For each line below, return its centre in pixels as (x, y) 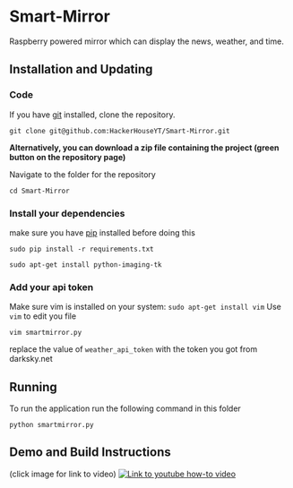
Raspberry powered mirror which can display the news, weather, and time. (146, 41)
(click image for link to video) (63, 474)
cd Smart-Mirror (39, 191)
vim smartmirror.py (46, 333)
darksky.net (31, 359)
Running (34, 387)
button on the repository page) (68, 157)
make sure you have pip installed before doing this (102, 232)
